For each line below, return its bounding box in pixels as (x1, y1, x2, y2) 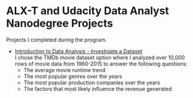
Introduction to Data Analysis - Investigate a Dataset (14, 47, 143, 54)
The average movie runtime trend (23, 66, 106, 73)
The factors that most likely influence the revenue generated (23, 85, 172, 92)
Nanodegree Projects (6, 17, 113, 30)
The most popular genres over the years (23, 73, 122, 80)
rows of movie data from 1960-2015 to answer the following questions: (14, 60, 188, 67)
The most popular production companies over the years (23, 79, 160, 86)
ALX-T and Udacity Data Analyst (6, 4, 169, 18)
